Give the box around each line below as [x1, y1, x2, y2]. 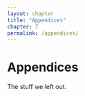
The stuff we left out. [7, 83, 67, 91]
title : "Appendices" [7, 17, 67, 24]
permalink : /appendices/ [7, 29, 79, 37]
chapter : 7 [7, 23, 39, 30]
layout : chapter [7, 10, 54, 17]
